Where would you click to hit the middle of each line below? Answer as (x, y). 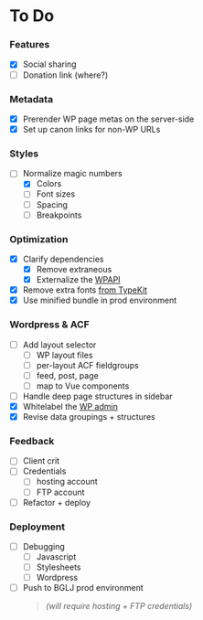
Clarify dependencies (63, 259)
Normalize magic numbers (72, 174)
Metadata (31, 99)
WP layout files (64, 355)
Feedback (32, 441)
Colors (49, 184)
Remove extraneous (74, 269)
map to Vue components (83, 386)
